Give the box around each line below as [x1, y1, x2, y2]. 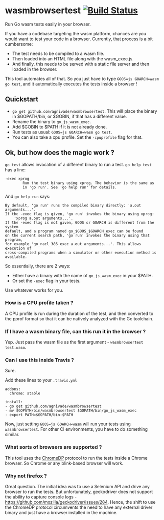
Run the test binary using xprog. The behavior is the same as [23, 181, 154, 185]
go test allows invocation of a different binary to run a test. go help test [5, 161, 152, 167]
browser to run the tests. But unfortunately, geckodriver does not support [5, 489, 153, 495]
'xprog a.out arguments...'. [14, 216, 73, 221]
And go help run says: [5, 193, 50, 199]
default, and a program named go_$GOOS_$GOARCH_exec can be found [5, 229, 143, 234]
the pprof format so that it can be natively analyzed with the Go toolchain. [5, 315, 154, 321]
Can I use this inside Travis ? [5, 357, 74, 364]
